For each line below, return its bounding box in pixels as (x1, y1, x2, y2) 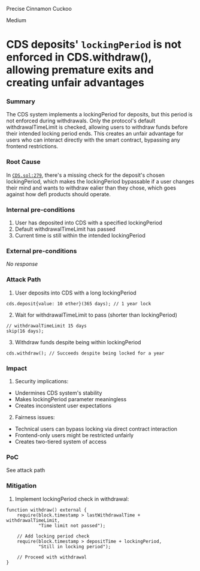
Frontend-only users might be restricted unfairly (14, 431, 134, 438)
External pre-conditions (6, 247, 77, 255)
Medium (6, 17, 27, 23)
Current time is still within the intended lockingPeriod (14, 232, 146, 239)
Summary (6, 97, 36, 106)
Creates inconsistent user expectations (14, 402, 112, 409)
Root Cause (6, 158, 41, 166)
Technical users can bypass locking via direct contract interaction (14, 425, 178, 432)
